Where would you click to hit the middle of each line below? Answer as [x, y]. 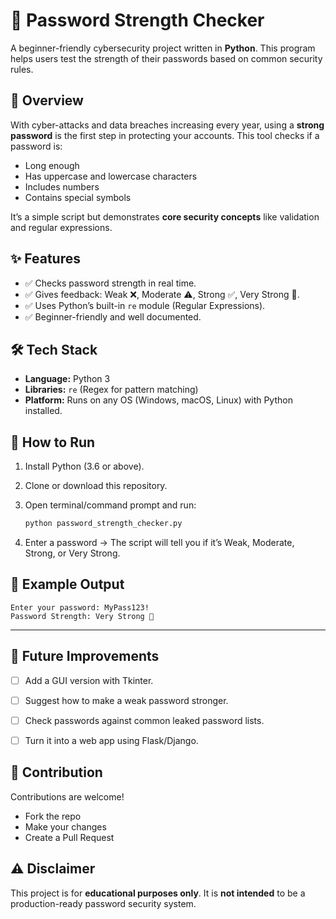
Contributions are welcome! [67, 796]
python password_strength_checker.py [103, 524]
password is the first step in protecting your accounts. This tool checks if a [165, 135]
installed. [43, 411]
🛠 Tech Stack [54, 349]
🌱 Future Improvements [85, 656]
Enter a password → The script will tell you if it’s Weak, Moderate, [159, 543]
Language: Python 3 [67, 379]
